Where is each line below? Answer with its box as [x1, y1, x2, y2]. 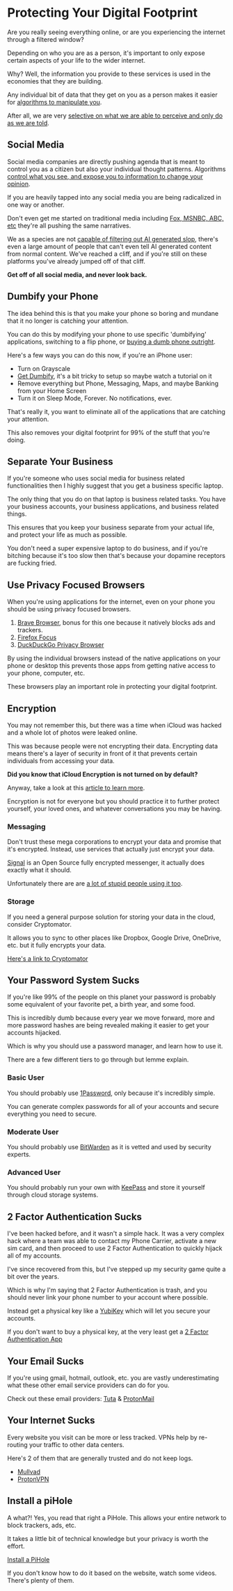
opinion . [7, 179, 31, 188]
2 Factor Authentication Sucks [7, 1210, 143, 1222]
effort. [7, 1542, 26, 1550]
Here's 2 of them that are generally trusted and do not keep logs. [7, 1454, 193, 1462]
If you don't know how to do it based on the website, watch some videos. [7, 1569, 217, 1577]
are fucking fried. [7, 559, 57, 568]
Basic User [7, 1073, 45, 1082]
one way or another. [7, 200, 65, 209]
